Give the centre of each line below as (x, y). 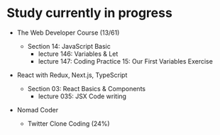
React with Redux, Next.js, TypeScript (72, 75)
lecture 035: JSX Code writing (82, 96)
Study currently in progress (90, 13)
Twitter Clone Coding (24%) (69, 123)
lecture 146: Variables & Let (78, 54)
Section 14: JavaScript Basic (69, 46)
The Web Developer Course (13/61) (68, 33)
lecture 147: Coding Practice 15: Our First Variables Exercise (126, 61)
